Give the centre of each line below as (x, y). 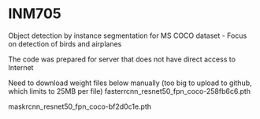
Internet (21, 67)
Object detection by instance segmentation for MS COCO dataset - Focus (128, 35)
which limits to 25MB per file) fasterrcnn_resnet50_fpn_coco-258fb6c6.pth (129, 91)
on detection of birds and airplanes (65, 43)
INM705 (35, 14)
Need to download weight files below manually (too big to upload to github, (130, 83)
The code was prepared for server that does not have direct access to (122, 59)
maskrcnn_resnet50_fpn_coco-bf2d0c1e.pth (80, 106)
